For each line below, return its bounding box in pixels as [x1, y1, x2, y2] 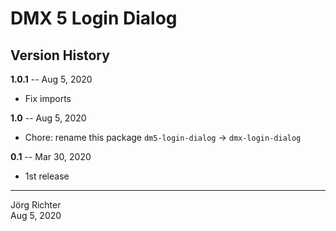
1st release [24, 170, 70, 182]
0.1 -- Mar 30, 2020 [10, 151, 92, 162]
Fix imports [24, 93, 72, 104]
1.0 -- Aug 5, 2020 [10, 112, 87, 124]
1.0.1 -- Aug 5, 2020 [10, 73, 93, 85]
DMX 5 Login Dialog [10, 7, 178, 30]
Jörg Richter [10, 199, 62, 211]
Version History [10, 47, 110, 64]
